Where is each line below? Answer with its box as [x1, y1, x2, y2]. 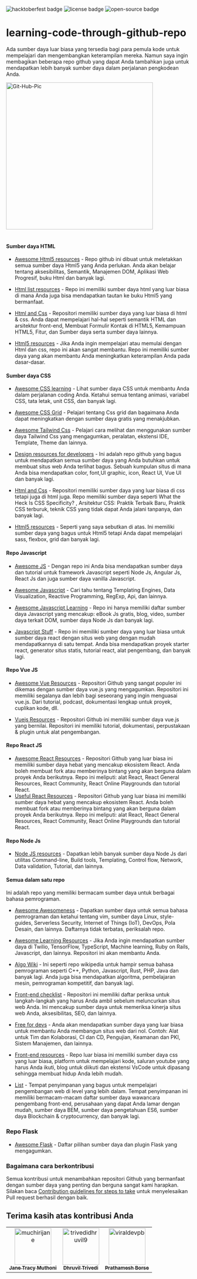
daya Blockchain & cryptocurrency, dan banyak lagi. [14, 1113, 141, 1120]
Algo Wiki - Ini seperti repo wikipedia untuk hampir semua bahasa [14, 961, 174, 968]
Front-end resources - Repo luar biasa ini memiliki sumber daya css [14, 1051, 178, 1058]
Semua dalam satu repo [6, 876, 65, 883]
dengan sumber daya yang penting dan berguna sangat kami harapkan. [6, 1181, 179, 1188]
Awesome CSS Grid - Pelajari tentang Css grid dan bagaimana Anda [14, 409, 179, 416]
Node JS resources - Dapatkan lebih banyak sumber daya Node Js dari [14, 850, 187, 857]
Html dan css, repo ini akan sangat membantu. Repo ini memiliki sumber [14, 346, 189, 353]
